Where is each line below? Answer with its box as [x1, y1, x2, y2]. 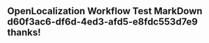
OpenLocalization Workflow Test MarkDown [7, 5, 203, 17]
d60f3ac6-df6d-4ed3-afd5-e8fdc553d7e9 [7, 16, 198, 28]
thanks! [7, 27, 42, 38]
